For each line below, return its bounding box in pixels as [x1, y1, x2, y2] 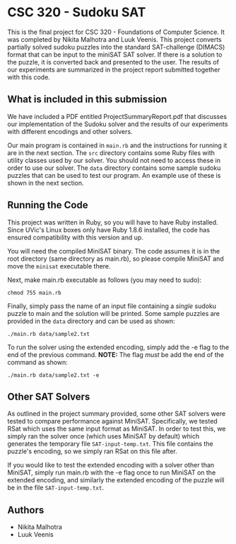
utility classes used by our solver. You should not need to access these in [7, 156, 221, 164]
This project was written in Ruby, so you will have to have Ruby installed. [7, 217, 218, 227]
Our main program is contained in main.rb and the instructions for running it [7, 141, 228, 149]
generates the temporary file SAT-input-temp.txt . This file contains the [7, 440, 213, 448]
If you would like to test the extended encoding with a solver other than [7, 461, 215, 470]
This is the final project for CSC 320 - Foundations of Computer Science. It [7, 28, 225, 36]
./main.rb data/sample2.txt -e [7, 371, 100, 379]
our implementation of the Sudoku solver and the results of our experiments [7, 120, 228, 128]
